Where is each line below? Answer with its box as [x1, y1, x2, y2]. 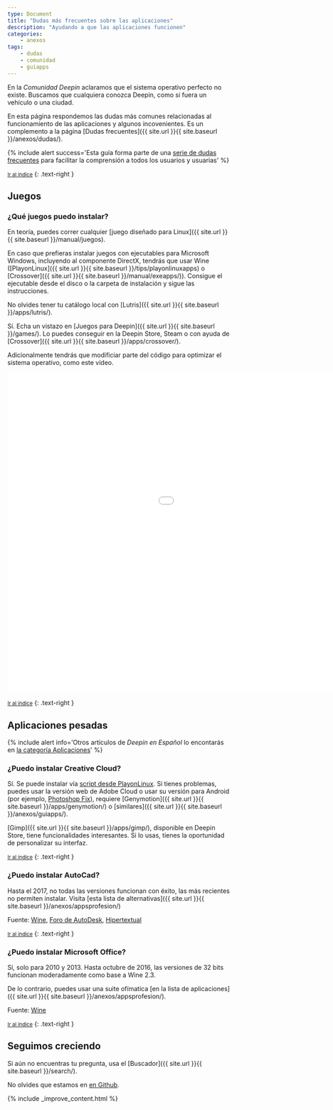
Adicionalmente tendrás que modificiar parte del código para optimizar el [7, 351, 222, 359]
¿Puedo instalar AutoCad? [7, 870, 100, 880]
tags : [7, 43, 23, 51]
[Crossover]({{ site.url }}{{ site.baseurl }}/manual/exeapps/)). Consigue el [7, 272, 223, 280]
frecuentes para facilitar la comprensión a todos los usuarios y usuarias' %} [7, 156, 230, 164]
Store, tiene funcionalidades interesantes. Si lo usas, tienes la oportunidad [7, 831, 225, 840]
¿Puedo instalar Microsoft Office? [7, 947, 127, 957]
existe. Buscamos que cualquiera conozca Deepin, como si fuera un [7, 90, 207, 99]
